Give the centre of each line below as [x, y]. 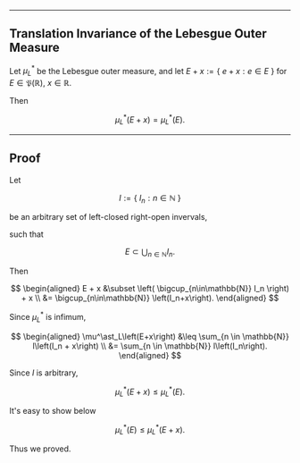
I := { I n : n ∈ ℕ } [150, 199]
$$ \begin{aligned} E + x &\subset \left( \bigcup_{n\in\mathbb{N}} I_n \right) [150, 289]
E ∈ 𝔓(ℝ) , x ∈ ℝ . [41, 83]
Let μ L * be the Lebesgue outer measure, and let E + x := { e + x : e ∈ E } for [148, 71]
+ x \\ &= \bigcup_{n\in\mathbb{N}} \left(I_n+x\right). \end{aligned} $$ [150, 298]
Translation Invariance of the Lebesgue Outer [138, 34]
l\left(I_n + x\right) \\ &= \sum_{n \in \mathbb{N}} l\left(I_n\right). [150, 346]
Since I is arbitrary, [44, 373]
